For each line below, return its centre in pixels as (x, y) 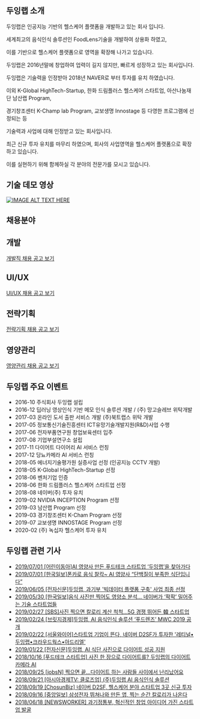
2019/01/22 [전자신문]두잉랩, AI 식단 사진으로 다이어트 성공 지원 (90, 649)
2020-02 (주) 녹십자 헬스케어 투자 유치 (61, 530)
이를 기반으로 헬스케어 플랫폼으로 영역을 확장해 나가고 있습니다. (80, 52)
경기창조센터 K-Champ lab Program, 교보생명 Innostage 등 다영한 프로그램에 (97, 111)
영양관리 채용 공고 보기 (33, 366)
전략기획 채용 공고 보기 (33, 329)
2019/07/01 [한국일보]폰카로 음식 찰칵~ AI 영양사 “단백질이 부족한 (92, 574)
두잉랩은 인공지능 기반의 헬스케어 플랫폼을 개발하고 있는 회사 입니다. (86, 26)
